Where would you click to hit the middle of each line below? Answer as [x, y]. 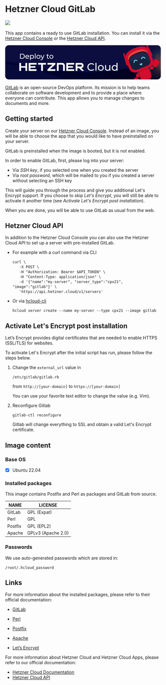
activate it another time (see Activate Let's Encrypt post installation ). [75, 200]
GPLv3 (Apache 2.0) [48, 533]
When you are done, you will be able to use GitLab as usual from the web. [80, 210]
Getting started [29, 119]
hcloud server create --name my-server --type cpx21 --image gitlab [84, 311]
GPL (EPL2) [39, 526]
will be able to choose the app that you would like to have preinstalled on [79, 136]
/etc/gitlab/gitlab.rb [36, 377]
